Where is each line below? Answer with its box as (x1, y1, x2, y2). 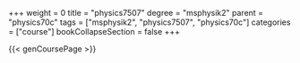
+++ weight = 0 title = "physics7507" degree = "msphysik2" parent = (8, 8, 264, 18)
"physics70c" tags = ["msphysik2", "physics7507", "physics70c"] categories (8, 17, 291, 28)
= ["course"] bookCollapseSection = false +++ (8, 27, 181, 36)
